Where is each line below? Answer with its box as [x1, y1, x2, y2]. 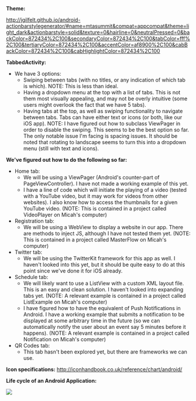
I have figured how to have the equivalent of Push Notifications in [23, 305, 181, 311]
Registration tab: [14, 218, 54, 225]
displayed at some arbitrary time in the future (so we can [23, 317, 160, 324]
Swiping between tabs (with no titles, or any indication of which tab [23, 76, 186, 83]
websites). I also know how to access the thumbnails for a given [23, 199, 178, 206]
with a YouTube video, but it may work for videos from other [23, 193, 169, 199]
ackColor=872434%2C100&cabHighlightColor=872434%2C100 [6, 47, 160, 55]
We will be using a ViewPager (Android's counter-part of [23, 174, 160, 181]
